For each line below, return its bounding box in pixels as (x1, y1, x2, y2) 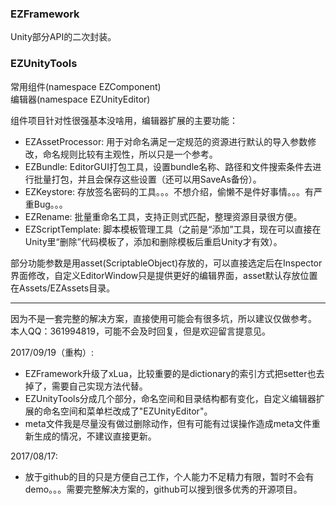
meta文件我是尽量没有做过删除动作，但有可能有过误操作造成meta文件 (24, 417, 312, 429)
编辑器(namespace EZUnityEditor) (10, 93, 151, 105)
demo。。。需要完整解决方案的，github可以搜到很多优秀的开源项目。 (24, 483, 303, 495)
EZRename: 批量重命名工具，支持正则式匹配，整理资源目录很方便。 (24, 210, 303, 222)
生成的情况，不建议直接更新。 (33, 430, 157, 442)
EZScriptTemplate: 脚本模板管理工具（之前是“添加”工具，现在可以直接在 (24, 223, 322, 235)
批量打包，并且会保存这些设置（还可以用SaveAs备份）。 (33, 173, 262, 185)
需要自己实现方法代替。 (51, 380, 148, 392)
